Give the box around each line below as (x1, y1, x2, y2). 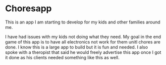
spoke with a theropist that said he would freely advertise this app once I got (5, 49, 162, 55)
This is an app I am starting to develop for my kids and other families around (5, 19, 161, 25)
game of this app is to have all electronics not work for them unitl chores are (5, 39, 161, 44)
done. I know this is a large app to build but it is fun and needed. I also (5, 44, 148, 50)
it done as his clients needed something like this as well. (5, 54, 120, 60)
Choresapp (5, 3, 52, 14)
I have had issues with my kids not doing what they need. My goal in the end (5, 34, 161, 40)
